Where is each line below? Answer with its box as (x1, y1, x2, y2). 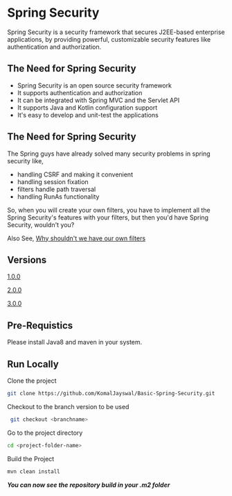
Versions (7, 254, 47, 265)
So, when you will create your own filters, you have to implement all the (7, 206, 211, 214)
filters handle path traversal (17, 185, 96, 193)
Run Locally (7, 358, 59, 370)
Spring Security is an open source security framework (17, 81, 172, 90)
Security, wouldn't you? (7, 220, 75, 229)
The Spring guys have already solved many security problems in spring (7, 149, 211, 158)
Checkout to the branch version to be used (7, 402, 130, 411)
